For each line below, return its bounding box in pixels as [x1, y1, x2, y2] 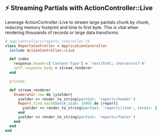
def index [9, 57, 29, 61]
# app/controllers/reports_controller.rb [5, 39, 90, 44]
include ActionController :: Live [9, 48, 75, 53]
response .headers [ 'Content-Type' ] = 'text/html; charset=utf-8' [14, 61, 146, 66]
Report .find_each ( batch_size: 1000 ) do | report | [17, 101, 118, 106]
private [9, 79, 25, 84]
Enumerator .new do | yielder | [14, 92, 73, 97]
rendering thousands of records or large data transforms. [5, 30, 119, 35]
